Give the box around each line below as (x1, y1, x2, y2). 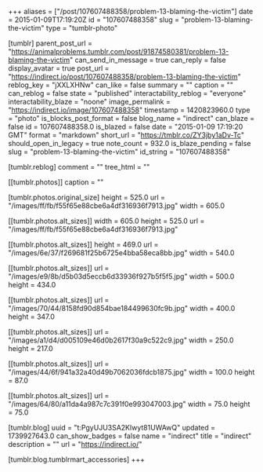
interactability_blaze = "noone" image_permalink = (8, 97, 171, 106)
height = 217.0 (8, 344, 53, 353)
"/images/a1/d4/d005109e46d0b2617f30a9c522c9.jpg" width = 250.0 (8, 335, 234, 345)
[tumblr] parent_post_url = (8, 38, 92, 48)
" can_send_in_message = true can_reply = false (69, 55, 226, 64)
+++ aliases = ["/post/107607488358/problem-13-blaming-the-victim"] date (8, 7, 254, 16)
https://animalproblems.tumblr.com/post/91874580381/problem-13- (11, 47, 229, 56)
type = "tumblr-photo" (45, 24, 118, 32)
